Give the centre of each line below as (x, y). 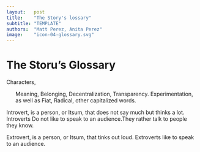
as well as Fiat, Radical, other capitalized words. (76, 101)
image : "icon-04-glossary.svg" (50, 35)
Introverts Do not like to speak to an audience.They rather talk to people (97, 119)
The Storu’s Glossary (61, 65)
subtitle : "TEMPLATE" (34, 23)
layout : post (26, 12)
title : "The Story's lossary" (49, 18)
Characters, (21, 82)
